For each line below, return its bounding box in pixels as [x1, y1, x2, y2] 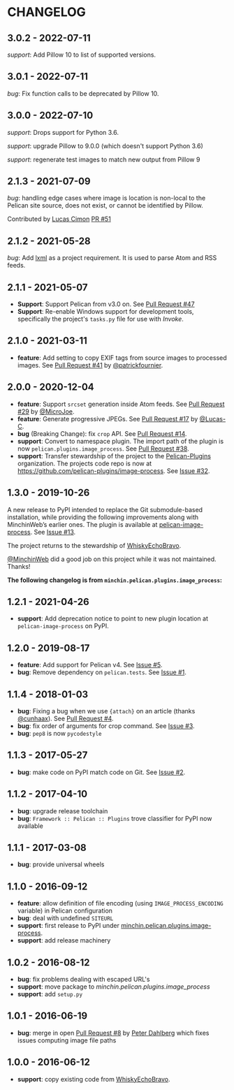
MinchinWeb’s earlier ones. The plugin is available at [7, 520, 158, 528]
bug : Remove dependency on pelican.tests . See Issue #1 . [17, 668, 187, 676]
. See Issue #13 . [30, 528, 76, 536]
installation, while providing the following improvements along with [7, 513, 199, 521]
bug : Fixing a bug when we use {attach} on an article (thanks [17, 706, 196, 715]
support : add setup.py [17, 990, 82, 998]
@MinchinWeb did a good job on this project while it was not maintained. [7, 555, 217, 563]
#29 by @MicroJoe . [17, 407, 75, 416]
